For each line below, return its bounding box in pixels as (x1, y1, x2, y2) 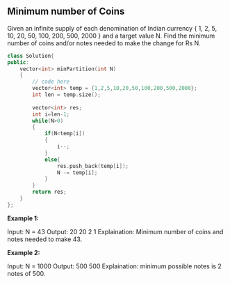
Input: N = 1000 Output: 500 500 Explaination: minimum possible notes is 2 (7, 261, 222, 270)
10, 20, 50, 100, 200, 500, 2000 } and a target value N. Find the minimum (7, 31, 215, 40)
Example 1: (7, 214, 40, 222)
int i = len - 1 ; (32, 111, 70, 118)
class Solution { (7, 52, 54, 59)
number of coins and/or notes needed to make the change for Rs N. (7, 38, 202, 47)
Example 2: (7, 248, 40, 257)
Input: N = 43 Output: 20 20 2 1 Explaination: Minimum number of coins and (7, 227, 224, 236)
